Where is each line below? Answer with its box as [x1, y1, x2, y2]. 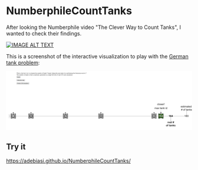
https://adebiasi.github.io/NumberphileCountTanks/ [6, 158, 131, 165]
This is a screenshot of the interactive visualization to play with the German [6, 53, 189, 60]
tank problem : [6, 59, 40, 66]
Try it [6, 142, 26, 152]
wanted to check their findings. [6, 30, 82, 37]
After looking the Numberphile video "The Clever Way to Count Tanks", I [6, 24, 181, 31]
